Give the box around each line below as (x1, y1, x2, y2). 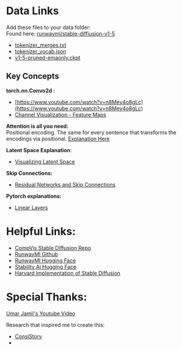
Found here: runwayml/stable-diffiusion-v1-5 (6, 30, 115, 37)
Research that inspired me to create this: (6, 321, 105, 328)
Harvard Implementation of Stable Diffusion (14, 269, 121, 277)
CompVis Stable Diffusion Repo (14, 244, 92, 251)
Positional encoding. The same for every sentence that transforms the (6, 129, 177, 136)
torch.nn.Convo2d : (6, 87, 55, 94)
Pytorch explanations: (6, 192, 62, 200)
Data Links (6, 4, 59, 18)
